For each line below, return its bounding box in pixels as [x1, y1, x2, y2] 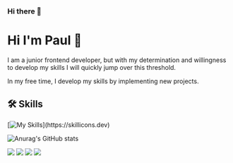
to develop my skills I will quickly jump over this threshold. [7, 63, 177, 71]
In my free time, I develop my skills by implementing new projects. [7, 77, 199, 85]
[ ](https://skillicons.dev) [7, 120, 110, 129]
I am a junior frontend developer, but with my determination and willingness [7, 56, 227, 64]
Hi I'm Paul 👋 [7, 32, 83, 49]
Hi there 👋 [7, 6, 42, 16]
